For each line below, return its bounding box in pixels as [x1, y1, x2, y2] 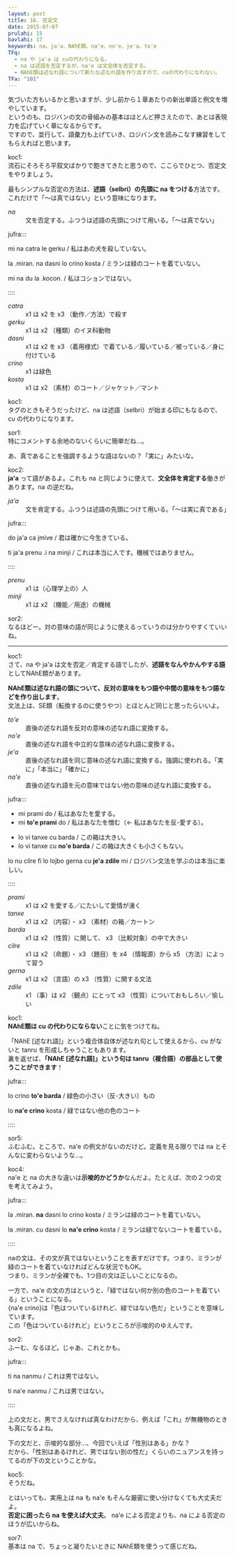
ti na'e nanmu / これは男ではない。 [8, 1387, 107, 1395]
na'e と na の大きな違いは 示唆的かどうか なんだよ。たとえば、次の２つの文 [8, 1174, 222, 1182]
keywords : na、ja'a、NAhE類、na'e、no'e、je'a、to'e [8, 43, 157, 50]
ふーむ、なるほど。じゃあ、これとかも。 [8, 1344, 124, 1352]
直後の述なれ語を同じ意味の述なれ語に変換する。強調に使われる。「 [25, 756, 218, 765]
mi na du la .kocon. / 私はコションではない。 [8, 274, 135, 283]
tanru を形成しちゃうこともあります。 [21, 1045, 130, 1054]
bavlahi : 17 [8, 36, 43, 43]
